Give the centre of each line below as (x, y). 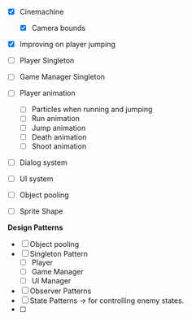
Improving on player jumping (67, 45)
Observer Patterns (61, 291)
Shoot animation (59, 146)
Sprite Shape (41, 211)
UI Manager (51, 281)
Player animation (48, 93)
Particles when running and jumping (92, 110)
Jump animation (59, 128)
